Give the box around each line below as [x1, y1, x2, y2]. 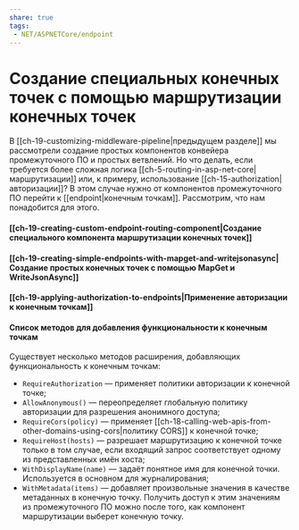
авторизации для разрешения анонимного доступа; [21, 407, 220, 417]
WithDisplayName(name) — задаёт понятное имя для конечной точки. [21, 464, 280, 475]
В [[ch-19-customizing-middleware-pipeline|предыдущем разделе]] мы [9, 136, 277, 147]
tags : [9, 21, 29, 30]
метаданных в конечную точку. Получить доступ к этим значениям [21, 492, 281, 503]
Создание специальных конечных [9, 68, 279, 88]
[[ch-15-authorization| [201, 173, 283, 184]
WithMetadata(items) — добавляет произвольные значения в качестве [21, 483, 290, 493]
